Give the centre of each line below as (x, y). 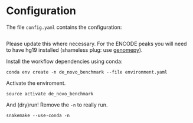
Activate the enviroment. (36, 83)
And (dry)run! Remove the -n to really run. (57, 105)
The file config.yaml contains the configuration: (64, 27)
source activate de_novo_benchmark (50, 94)
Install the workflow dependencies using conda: (64, 61)
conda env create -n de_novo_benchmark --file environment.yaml (87, 72)
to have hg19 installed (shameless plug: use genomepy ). (74, 50)
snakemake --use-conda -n (38, 115)
